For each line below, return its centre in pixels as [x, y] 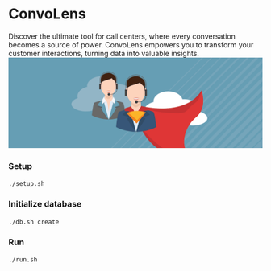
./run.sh [23, 259]
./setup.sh [27, 184]
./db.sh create [34, 222]
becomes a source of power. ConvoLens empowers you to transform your [131, 44]
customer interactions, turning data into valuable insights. [104, 53]
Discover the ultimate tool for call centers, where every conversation [122, 36]
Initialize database [45, 204]
